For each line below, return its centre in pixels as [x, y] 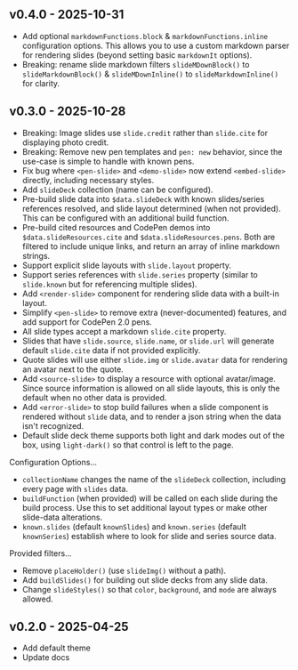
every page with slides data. [75, 488]
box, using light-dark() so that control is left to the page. [128, 445]
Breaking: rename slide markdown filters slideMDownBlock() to [136, 64]
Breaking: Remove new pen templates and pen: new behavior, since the [152, 151]
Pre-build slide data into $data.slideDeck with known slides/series [143, 198]
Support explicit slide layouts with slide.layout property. [127, 265]
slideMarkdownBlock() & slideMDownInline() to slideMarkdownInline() [150, 74]
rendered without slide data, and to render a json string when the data [152, 416]
